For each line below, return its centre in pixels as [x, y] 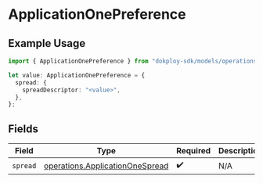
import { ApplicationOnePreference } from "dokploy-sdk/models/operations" [134, 61]
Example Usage [47, 43]
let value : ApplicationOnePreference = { [77, 75]
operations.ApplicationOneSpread [106, 166]
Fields [23, 129]
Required [193, 151]
